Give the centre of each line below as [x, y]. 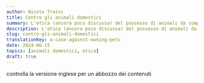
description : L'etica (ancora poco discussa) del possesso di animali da [102, 29]
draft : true [21, 57]
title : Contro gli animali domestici [54, 17]
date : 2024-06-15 [28, 46]
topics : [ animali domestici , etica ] [53, 51]
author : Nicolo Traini [35, 12]
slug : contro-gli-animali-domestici [53, 34]
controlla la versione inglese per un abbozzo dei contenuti [79, 73]
